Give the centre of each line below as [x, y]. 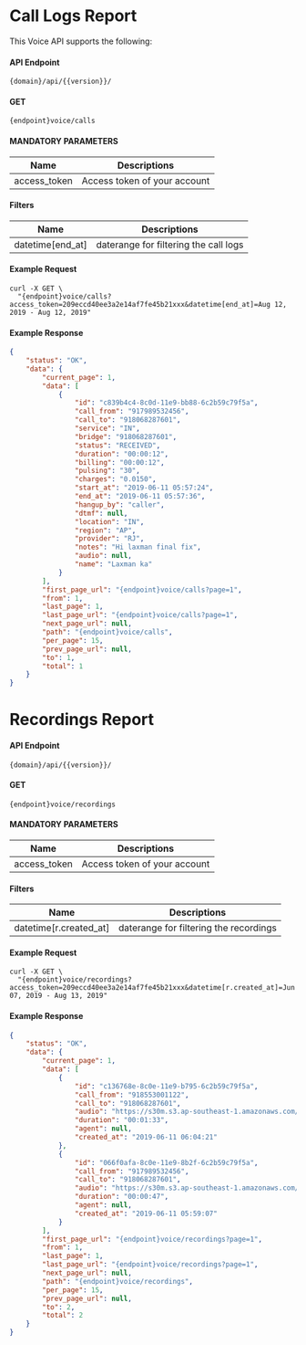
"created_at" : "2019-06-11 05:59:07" [146, 1214]
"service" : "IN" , [107, 429]
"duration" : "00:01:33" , [122, 1120]
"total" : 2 [63, 1316]
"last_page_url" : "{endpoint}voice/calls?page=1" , [140, 615]
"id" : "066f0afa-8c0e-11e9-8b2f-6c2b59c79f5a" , [166, 1162]
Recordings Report [82, 720]
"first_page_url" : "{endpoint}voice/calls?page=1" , [143, 590]
